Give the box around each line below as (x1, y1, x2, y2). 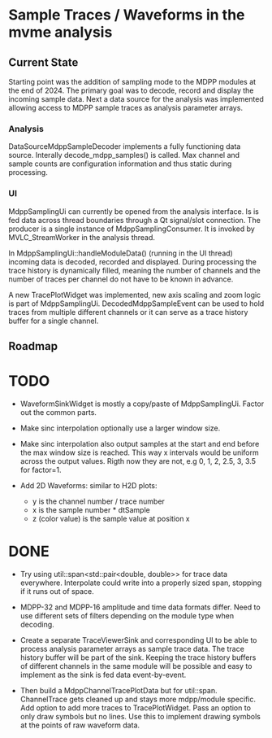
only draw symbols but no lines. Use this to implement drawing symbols (19, 711, 261, 721)
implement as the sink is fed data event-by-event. (19, 670, 187, 679)
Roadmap (8, 339, 58, 353)
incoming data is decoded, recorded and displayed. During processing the (8, 256, 257, 266)
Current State (8, 55, 79, 69)
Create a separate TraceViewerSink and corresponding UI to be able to (19, 635, 257, 644)
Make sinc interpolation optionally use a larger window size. (19, 423, 221, 433)
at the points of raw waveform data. (19, 720, 140, 730)
